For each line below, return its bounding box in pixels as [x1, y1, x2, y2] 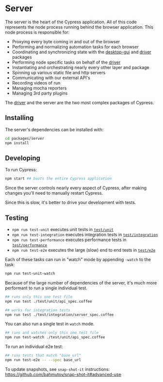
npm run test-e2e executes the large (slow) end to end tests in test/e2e [12, 247, 156, 253]
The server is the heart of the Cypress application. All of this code [5, 19, 137, 25]
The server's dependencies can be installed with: [5, 127, 104, 133]
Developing [5, 154, 40, 162]
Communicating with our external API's [12, 75, 91, 81]
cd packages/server [5, 136, 45, 141]
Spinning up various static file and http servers [12, 69, 106, 75]
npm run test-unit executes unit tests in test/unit [12, 227, 114, 232]
